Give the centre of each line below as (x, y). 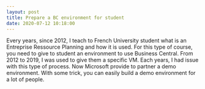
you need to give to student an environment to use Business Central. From (100, 54)
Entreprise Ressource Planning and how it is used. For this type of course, (99, 47)
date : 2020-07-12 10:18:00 (41, 23)
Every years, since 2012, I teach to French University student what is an (96, 41)
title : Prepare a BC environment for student (65, 18)
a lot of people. (25, 79)
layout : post (23, 12)
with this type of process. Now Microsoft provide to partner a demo (91, 66)
